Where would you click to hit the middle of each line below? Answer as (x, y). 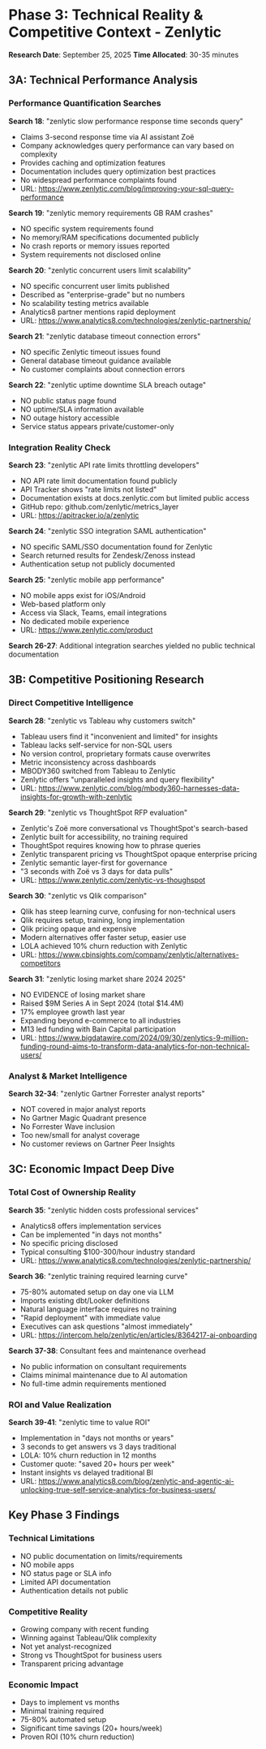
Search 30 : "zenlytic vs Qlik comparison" (78, 895)
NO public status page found (68, 400)
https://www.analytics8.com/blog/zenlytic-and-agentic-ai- (136, 1481)
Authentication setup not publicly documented (98, 564)
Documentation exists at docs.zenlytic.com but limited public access (135, 498)
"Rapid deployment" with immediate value (90, 1317)
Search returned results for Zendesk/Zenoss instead (107, 555)
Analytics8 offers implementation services (91, 1226)
